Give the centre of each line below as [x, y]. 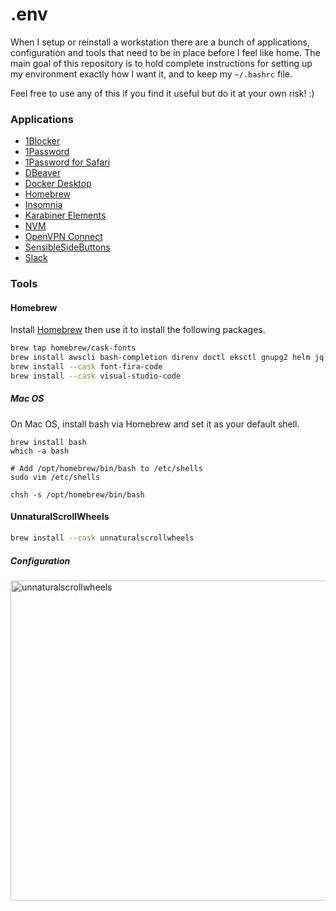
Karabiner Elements [65, 215]
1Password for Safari [67, 162]
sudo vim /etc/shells [55, 477]
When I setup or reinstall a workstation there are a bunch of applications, [160, 42]
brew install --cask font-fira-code [86, 367]
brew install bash [48, 442]
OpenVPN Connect [63, 237]
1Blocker [42, 141]
